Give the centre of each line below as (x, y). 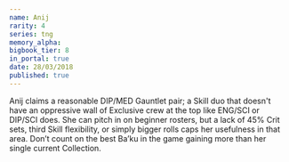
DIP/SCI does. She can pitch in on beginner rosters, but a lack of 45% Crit (144, 119)
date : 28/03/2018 (41, 68)
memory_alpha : (36, 42)
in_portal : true (39, 59)
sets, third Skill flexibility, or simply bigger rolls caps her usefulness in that (145, 129)
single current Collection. (56, 148)
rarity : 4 (28, 26)
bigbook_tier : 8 (39, 51)
